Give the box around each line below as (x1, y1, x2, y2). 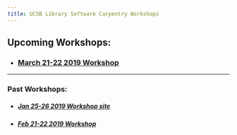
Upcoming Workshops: (7, 37, 111, 49)
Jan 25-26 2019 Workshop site (17, 102, 111, 110)
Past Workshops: (7, 84, 68, 94)
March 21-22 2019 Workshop (17, 57, 119, 67)
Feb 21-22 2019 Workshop (17, 119, 97, 128)
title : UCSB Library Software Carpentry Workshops (7, 10, 159, 18)
